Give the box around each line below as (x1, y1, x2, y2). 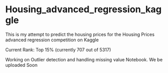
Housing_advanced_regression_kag (5, 4, 162, 15)
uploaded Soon (5, 62, 37, 68)
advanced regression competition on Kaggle (5, 37, 99, 43)
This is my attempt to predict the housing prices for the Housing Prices (5, 31, 155, 37)
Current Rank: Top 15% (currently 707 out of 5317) (5, 46, 111, 53)
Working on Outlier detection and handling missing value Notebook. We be (5, 56, 163, 62)
